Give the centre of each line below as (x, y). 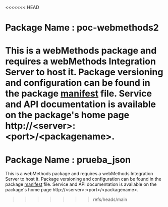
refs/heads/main (110, 199)
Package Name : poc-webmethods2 (82, 28)
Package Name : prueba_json (68, 160)
